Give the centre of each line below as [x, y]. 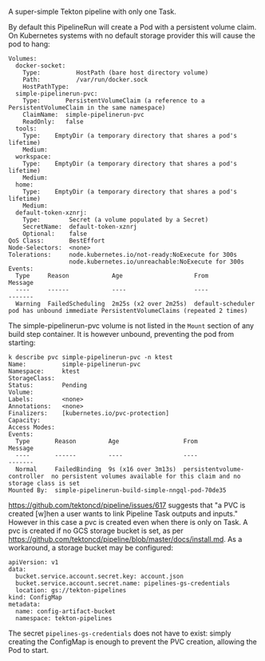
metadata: [25, 604]
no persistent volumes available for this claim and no [146, 476]
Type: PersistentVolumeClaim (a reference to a [114, 101]
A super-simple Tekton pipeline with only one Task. [93, 12]
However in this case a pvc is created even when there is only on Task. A [128, 522]
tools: [26, 129]
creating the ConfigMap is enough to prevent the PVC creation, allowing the [132, 642]
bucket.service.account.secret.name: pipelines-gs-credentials [123, 583]
